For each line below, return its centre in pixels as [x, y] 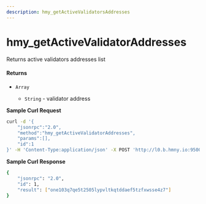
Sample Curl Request [34, 110]
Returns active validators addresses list [56, 59]
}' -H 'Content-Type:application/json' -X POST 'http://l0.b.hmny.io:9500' [105, 150]
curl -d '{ [20, 122]
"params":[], [34, 139]
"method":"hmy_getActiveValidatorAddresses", [77, 133]
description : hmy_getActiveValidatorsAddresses [68, 12]
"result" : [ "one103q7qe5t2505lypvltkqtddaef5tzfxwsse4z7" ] [94, 190]
